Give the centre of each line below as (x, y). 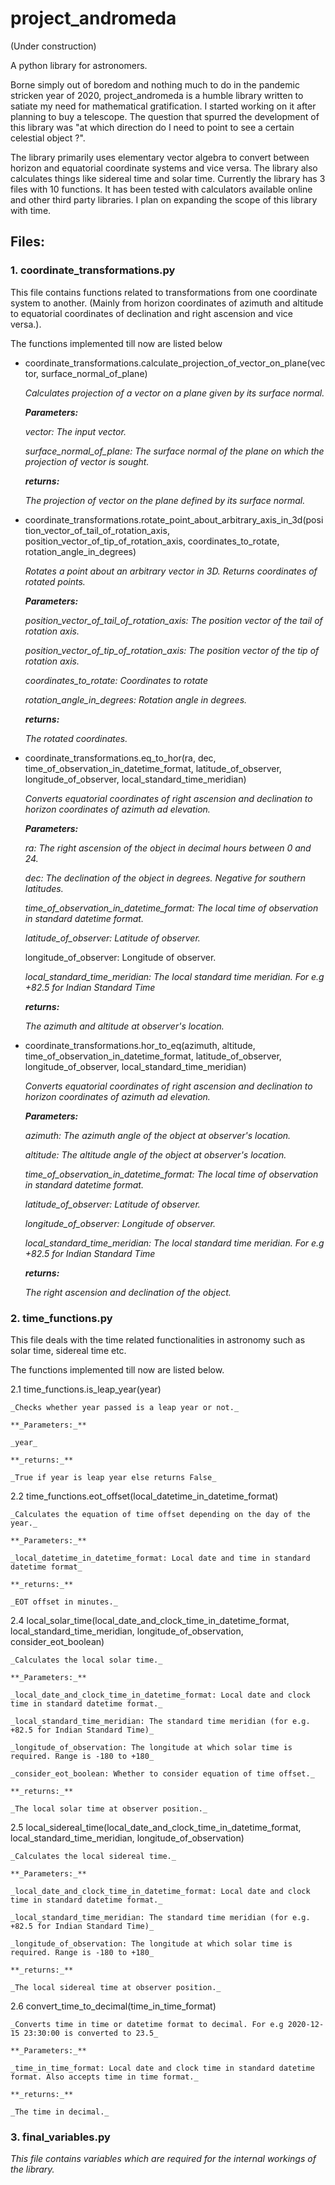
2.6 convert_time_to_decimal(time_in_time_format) (113, 2006)
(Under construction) (53, 46)
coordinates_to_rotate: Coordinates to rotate (116, 680)
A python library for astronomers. (79, 65)
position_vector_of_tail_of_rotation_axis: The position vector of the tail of (173, 620)
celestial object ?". (48, 138)
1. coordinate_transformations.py (93, 270)
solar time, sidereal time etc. (68, 1350)
